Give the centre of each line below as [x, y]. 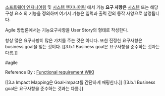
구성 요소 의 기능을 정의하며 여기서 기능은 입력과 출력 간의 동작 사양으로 [74, 13]
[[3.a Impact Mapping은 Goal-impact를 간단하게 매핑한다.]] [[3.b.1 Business [80, 82]
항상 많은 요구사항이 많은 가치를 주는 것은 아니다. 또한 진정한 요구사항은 [74, 40]
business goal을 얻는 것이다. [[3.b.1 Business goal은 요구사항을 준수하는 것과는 [82, 47]
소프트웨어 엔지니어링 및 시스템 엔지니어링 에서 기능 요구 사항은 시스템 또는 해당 [82, 7]
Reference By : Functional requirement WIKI [50, 72]
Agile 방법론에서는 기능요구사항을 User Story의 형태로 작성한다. [67, 30]
